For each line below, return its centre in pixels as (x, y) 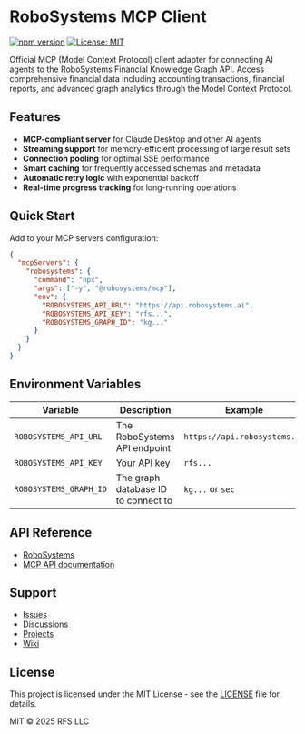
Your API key (143, 463)
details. (23, 704)
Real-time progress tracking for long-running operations (129, 187)
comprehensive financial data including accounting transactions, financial (147, 78)
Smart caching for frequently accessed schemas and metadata (142, 168)
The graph (138, 478)
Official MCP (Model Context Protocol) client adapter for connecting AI (142, 59)
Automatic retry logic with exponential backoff (111, 177)
